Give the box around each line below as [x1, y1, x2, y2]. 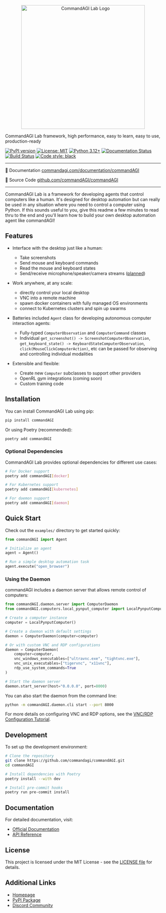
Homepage [12, 892, 36, 898]
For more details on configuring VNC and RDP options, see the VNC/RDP [5, 711, 153, 717]
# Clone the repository [5, 753, 54, 758]
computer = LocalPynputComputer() [5, 620, 77, 625]
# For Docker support [5, 469, 50, 474]
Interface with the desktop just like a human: [12, 245, 103, 251]
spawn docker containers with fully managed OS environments [19, 300, 148, 306]
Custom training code [19, 380, 64, 386]
